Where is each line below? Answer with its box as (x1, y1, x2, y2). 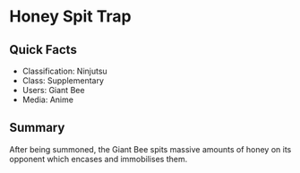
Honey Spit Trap (9, 6, 132, 27)
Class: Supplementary (21, 75, 105, 86)
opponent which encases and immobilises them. (9, 153, 188, 164)
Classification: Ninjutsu (21, 65, 107, 76)
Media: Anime (21, 94, 74, 105)
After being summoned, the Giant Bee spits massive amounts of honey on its (9, 143, 292, 154)
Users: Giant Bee (21, 85, 85, 95)
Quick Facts (9, 42, 78, 57)
